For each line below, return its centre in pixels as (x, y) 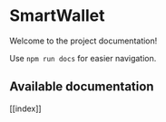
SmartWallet (58, 16)
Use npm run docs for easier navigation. (83, 58)
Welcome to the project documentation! (83, 41)
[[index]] (26, 108)
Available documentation (82, 87)
